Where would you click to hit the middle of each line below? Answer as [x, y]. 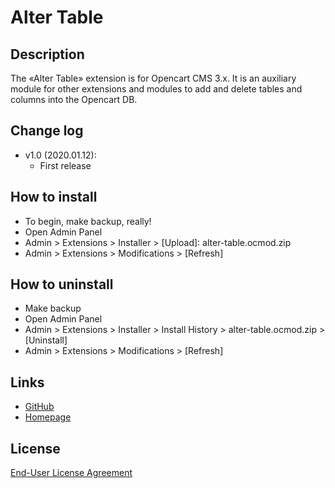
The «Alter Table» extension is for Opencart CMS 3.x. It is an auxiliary [153, 78]
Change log [47, 131]
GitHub [39, 407]
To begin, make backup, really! [88, 221]
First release [65, 165]
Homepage [48, 417]
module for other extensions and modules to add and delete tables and [156, 89]
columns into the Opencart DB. [74, 99]
